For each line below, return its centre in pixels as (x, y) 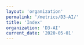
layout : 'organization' (35, 11)
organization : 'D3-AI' (33, 28)
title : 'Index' (24, 22)
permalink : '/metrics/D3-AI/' (43, 17)
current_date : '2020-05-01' (40, 33)
